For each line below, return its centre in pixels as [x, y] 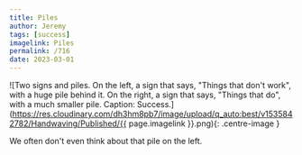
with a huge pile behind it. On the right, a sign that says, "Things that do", [145, 95]
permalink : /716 [40, 51]
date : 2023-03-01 [42, 59]
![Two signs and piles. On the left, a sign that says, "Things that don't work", [150, 85]
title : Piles [34, 18]
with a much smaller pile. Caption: [72, 104]
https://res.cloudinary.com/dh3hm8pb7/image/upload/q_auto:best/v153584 [152, 114]
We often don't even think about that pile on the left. [106, 141]
